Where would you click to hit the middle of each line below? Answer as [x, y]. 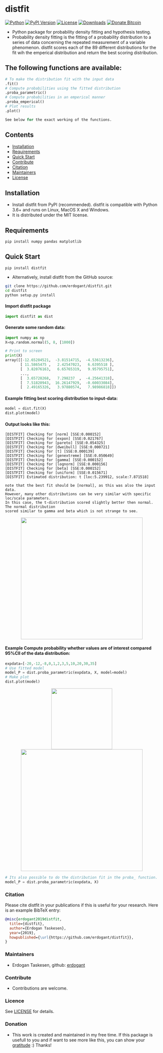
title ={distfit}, [27, 924]
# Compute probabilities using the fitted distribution [63, 88]
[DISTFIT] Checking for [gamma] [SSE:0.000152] [54, 460]
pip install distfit [26, 268]
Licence [15, 1001]
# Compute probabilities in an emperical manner [55, 97]
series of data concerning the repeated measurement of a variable [79, 42]
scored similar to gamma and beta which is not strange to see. [72, 511]
